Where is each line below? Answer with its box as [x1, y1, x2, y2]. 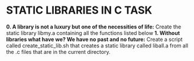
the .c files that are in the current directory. [6, 48, 111, 55]
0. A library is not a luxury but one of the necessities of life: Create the [6, 23, 182, 30]
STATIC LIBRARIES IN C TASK [6, 4, 153, 17]
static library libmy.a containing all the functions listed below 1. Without [6, 29, 180, 36]
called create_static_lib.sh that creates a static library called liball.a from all [6, 42, 188, 49]
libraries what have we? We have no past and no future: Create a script [6, 36, 183, 43]
